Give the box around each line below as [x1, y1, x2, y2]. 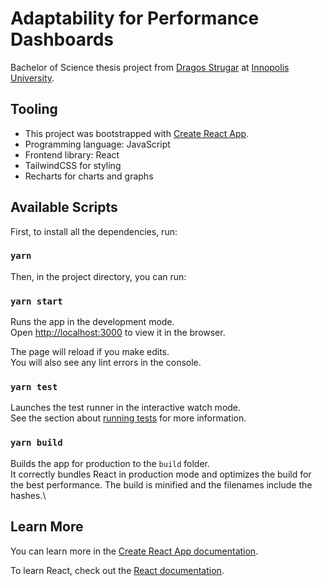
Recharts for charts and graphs [24, 170, 154, 182]
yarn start [10, 295, 63, 307]
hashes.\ [10, 489, 47, 501]
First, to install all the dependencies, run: [10, 225, 178, 237]
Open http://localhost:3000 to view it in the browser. [10, 327, 226, 339]
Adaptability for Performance [10, 7, 260, 30]
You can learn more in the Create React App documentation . [10, 545, 259, 557]
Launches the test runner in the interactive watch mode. [10, 402, 242, 414]
